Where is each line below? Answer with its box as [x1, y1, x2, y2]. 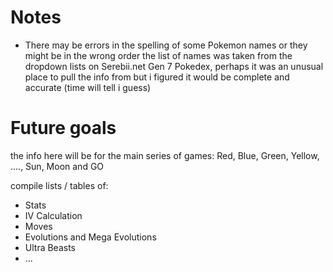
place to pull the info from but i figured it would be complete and [24, 71, 290, 83]
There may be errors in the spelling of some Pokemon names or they [24, 39, 308, 51]
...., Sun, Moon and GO [10, 160, 105, 172]
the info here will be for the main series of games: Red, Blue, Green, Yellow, [10, 149, 320, 161]
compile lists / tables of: [10, 179, 109, 191]
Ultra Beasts [24, 241, 77, 253]
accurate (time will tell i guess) [24, 81, 152, 93]
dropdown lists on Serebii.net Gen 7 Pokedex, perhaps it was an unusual [24, 60, 324, 72]
